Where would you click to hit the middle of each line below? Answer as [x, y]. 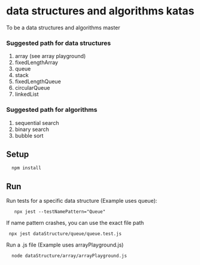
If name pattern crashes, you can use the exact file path [75, 223]
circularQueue [32, 88]
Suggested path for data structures [59, 43]
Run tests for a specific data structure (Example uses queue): [82, 201]
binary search [32, 129]
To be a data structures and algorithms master [63, 28]
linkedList [27, 95]
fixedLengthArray [37, 63]
